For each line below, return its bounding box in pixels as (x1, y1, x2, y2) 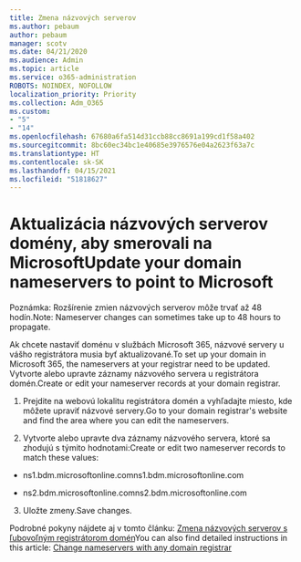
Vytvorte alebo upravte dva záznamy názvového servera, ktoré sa (22, 432, 271, 443)
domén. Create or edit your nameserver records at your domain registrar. (9, 378, 281, 389)
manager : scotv (9, 38, 67, 48)
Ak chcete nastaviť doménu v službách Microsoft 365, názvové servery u (9, 339, 285, 350)
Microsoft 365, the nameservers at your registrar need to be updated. (9, 359, 271, 369)
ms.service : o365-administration (9, 73, 137, 82)
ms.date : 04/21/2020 (9, 47, 88, 57)
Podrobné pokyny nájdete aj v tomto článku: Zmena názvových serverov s (9, 523, 288, 534)
